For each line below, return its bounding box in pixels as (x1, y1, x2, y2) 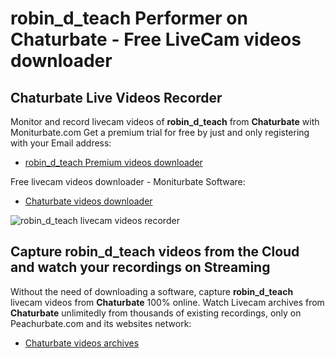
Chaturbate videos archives (24, 337, 140, 349)
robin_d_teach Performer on (10, 7, 248, 30)
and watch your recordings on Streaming (10, 259, 271, 276)
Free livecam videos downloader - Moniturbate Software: (10, 176, 246, 187)
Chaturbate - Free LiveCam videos (10, 28, 302, 51)
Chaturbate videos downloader (24, 195, 153, 207)
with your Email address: (10, 137, 112, 149)
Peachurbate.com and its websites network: (10, 317, 192, 329)
